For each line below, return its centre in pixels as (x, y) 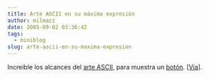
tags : (15, 34)
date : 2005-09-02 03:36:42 (47, 27)
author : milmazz (31, 21)
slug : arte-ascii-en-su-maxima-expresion (70, 47)
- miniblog (30, 40)
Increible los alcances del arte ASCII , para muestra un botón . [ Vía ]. (105, 67)
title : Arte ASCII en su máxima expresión (71, 14)
